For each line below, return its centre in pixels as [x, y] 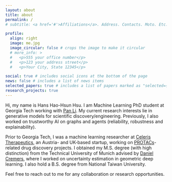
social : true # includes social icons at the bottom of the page [76, 76]
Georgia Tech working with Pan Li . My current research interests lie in [79, 110]
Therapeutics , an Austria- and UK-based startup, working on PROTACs [80, 142]
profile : [15, 34]
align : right [24, 38]
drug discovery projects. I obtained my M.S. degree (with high [87, 148]
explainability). [21, 127]
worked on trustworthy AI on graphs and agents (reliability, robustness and [84, 122]
